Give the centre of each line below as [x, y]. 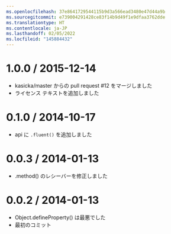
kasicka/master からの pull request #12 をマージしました [83, 85]
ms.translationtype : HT [36, 23]
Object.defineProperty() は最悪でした [60, 217]
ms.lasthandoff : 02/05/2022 [41, 34]
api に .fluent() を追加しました [53, 134]
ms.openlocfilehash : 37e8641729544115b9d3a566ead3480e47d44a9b [86, 12]
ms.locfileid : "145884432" [39, 39]
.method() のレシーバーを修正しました [61, 176]
